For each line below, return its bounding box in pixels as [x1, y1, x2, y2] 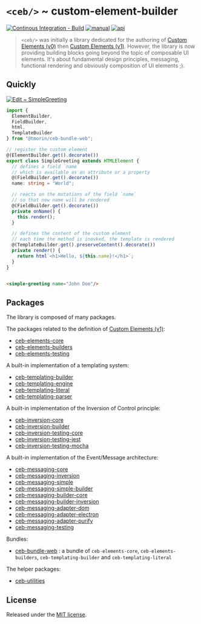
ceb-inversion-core [15, 416, 64, 424]
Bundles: [6, 535, 28, 543]
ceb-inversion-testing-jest [15, 436, 81, 443]
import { [6, 107, 28, 114]
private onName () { [12, 208, 61, 214]
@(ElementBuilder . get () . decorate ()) [6, 152, 99, 158]
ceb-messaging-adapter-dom [15, 504, 90, 512]
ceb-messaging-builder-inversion [15, 498, 99, 505]
